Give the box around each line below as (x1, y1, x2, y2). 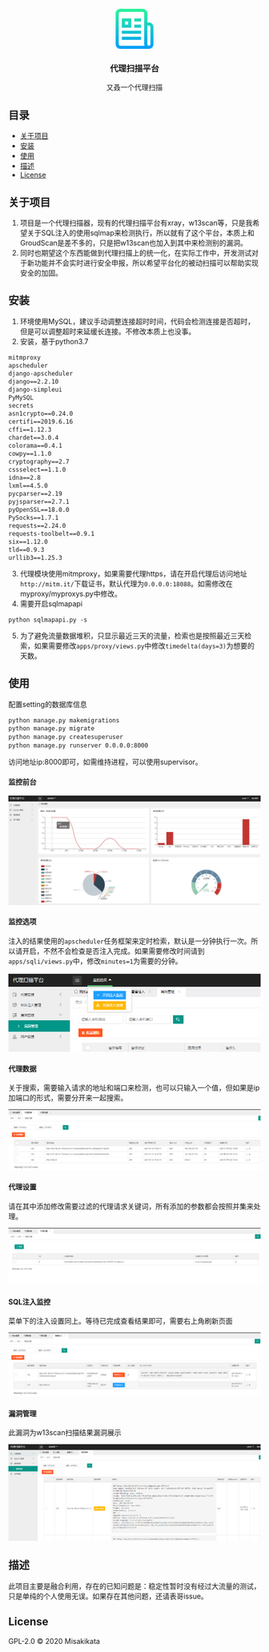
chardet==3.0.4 (8, 433, 59, 441)
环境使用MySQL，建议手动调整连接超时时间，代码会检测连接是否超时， (19, 316, 255, 326)
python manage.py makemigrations (8, 716, 120, 725)
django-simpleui (8, 385, 62, 393)
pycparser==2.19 (8, 489, 62, 497)
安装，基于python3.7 (19, 336, 89, 346)
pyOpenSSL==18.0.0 (8, 505, 70, 513)
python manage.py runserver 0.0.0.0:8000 (8, 742, 149, 750)
